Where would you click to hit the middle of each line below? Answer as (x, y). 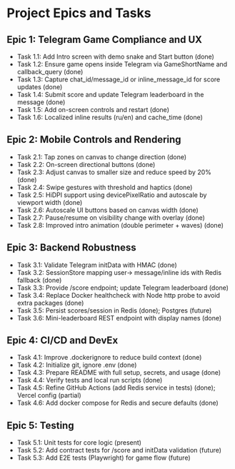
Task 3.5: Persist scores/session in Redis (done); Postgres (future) (114, 310)
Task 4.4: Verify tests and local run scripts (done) (90, 380)
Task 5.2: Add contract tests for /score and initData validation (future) (119, 450)
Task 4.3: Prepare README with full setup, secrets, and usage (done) (119, 373)
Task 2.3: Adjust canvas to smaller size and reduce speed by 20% (114, 172)
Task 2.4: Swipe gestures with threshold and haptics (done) (105, 187)
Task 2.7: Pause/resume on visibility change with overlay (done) (111, 217)
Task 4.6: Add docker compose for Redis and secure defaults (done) (117, 403)
